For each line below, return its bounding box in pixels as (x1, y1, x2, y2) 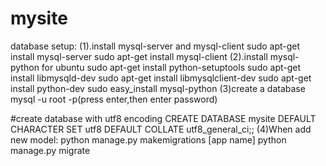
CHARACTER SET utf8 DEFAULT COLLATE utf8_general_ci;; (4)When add (10, 123, 312, 135)
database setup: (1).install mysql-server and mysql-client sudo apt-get (10, 40, 301, 52)
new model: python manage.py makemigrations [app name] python (10, 133, 287, 146)
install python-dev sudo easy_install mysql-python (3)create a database (10, 82, 306, 94)
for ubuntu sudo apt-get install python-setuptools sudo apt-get (41, 61, 302, 73)
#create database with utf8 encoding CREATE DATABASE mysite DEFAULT (10, 112, 317, 124)
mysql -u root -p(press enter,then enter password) (10, 93, 218, 105)
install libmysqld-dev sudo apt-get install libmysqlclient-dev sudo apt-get (10, 72, 312, 84)
